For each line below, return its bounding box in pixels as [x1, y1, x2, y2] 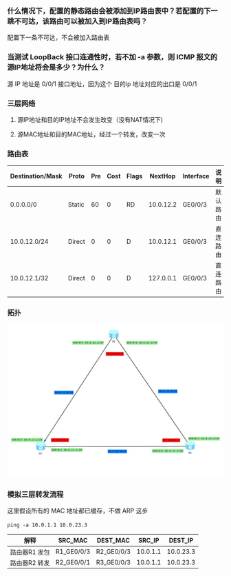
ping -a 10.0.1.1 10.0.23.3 [7, 522, 88, 528]
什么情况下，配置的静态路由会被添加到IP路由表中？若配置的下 [7, 6, 211, 15]
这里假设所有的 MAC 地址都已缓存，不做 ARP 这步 [7, 506, 148, 515]
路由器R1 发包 [10, 548, 50, 556]
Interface [182, 172, 210, 181]
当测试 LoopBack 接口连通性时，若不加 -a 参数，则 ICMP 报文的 [7, 52, 218, 62]
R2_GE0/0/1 [55, 558, 91, 566]
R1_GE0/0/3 [55, 548, 91, 556]
